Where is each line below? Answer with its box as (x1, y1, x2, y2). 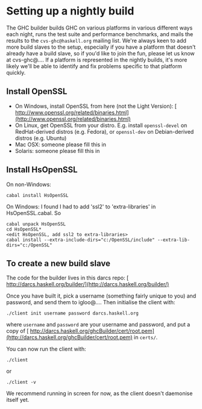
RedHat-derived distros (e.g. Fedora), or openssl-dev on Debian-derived (14, 128, 194, 135)
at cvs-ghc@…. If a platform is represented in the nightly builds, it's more (6, 56, 188, 63)
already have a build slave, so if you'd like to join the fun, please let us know (6, 49, 195, 57)
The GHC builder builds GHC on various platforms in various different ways (6, 24, 193, 31)
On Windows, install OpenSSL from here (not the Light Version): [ (14, 102, 177, 110)
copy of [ (6, 327, 29, 335)
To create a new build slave (6, 258, 110, 269)
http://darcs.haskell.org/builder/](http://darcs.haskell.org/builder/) (6, 281, 169, 288)
